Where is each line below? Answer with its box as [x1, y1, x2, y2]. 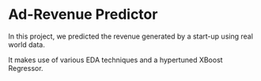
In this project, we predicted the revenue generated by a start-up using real [8, 31, 253, 41]
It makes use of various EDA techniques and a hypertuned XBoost [8, 55, 223, 64]
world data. [8, 39, 45, 49]
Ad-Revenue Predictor [8, 6, 158, 24]
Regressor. [8, 63, 43, 72]
